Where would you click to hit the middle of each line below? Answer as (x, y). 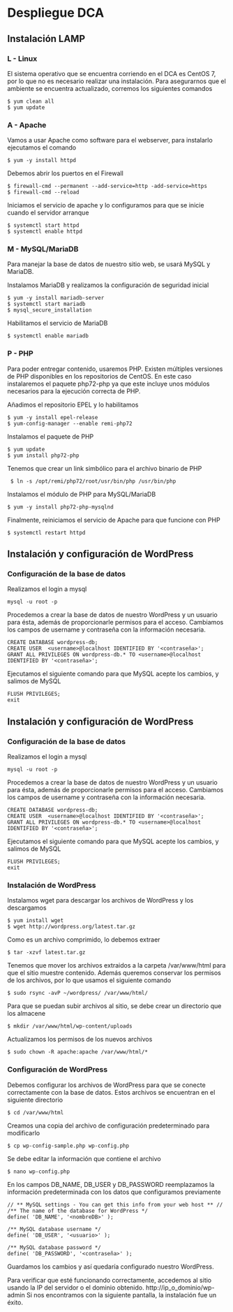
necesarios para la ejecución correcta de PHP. (74, 391)
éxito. (15, 1302)
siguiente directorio (35, 1100)
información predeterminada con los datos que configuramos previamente (114, 1192)
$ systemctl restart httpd (46, 532)
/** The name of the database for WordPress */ (78, 1211)
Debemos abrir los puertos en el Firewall (65, 173)
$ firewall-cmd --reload (43, 192)
